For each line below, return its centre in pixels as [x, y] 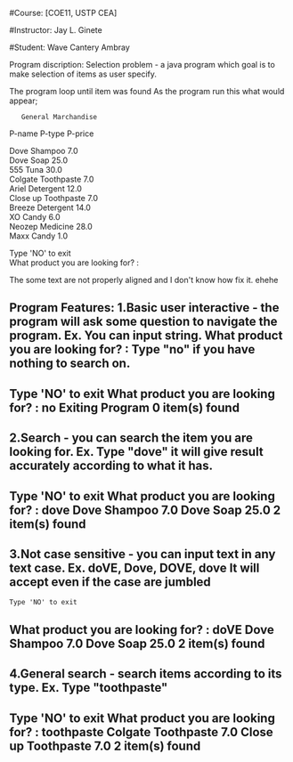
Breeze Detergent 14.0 [50, 207]
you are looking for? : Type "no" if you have [132, 349]
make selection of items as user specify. [83, 74]
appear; [24, 101]
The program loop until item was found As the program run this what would [147, 91]
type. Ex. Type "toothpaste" [89, 688]
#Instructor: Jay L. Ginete [56, 30]
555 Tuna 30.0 [36, 170]
